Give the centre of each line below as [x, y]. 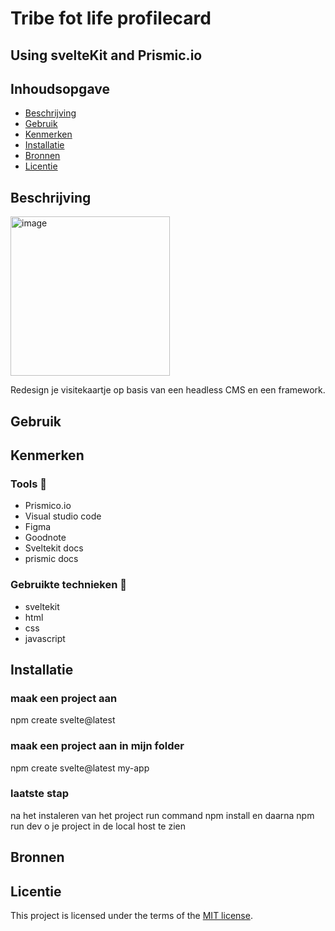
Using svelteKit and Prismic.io [106, 55]
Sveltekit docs [54, 548]
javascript [45, 638]
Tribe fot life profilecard [111, 18]
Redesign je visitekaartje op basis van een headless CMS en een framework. [168, 390]
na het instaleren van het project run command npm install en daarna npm [162, 815]
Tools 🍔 [28, 484]
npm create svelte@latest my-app [80, 768]
